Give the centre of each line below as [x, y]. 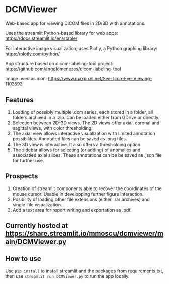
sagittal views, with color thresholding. [52, 128]
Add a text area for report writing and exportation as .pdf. [72, 210]
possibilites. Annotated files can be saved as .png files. [70, 139]
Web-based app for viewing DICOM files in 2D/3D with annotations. [75, 23]
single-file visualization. [37, 204]
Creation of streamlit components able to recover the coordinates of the [87, 188]
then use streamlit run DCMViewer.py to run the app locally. [67, 276]
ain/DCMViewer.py [36, 241]
